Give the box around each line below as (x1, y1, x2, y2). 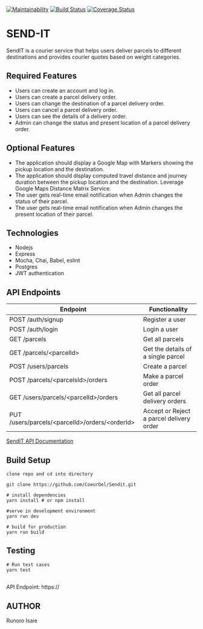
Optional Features (6, 143, 76, 154)
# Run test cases (6, 561, 50, 568)
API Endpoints (6, 287, 61, 298)
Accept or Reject (143, 407, 191, 416)
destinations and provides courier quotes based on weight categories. (6, 53, 181, 60)
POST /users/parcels (9, 362, 68, 371)
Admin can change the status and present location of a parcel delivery (14, 119, 190, 126)
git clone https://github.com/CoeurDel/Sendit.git (6, 481, 137, 487)
